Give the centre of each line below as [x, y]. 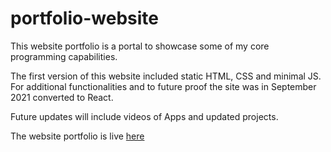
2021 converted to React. [62, 97]
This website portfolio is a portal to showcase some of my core [140, 46]
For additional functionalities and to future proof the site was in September [163, 86]
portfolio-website [84, 18]
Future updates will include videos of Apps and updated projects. [144, 116]
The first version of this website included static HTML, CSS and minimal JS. [166, 76]
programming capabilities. [64, 56]
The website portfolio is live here [77, 136]
